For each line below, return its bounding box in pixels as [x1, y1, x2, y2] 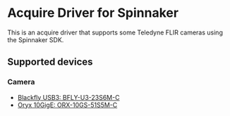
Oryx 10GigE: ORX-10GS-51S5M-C [17, 101, 118, 109]
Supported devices [7, 56, 93, 68]
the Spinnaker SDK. [7, 35, 64, 44]
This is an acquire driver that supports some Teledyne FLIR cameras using [7, 28, 224, 37]
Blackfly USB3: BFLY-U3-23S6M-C [17, 93, 120, 101]
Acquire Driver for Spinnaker [7, 5, 178, 21]
